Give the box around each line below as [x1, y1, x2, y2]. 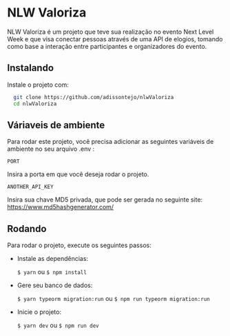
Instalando [7, 62, 54, 74]
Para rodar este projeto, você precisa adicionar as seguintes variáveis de [7, 138, 214, 146]
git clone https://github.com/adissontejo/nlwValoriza [13, 94, 174, 101]
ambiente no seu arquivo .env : [7, 145, 95, 153]
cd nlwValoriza [13, 100, 57, 107]
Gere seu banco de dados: [17, 281, 93, 290]
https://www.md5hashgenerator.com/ [7, 203, 114, 211]
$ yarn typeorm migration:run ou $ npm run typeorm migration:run [17, 295, 210, 303]
